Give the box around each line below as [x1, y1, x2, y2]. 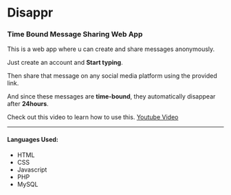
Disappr [7, 5, 54, 21]
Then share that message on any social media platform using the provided [7, 72, 218, 80]
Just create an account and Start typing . [7, 59, 123, 67]
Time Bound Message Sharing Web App [7, 30, 143, 39]
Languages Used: [7, 136, 58, 144]
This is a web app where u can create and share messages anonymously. [7, 45, 215, 53]
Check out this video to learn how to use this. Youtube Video [7, 113, 179, 121]
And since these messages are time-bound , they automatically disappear [7, 92, 216, 101]
